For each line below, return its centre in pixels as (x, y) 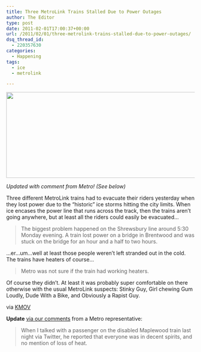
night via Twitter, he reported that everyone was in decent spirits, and (106, 337)
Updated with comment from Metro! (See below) (66, 186)
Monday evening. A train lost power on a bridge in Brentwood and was (108, 235)
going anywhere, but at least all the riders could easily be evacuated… (93, 217)
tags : (13, 62)
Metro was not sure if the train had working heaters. (85, 271)
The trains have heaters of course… (50, 260)
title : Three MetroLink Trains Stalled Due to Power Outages (84, 12)
